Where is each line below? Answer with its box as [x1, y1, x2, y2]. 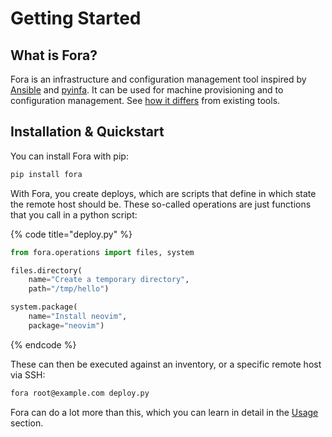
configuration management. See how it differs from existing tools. [10, 95, 281, 106]
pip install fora [10, 169, 83, 179]
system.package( [10, 302, 78, 312]
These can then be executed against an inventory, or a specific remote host [10, 358, 322, 370]
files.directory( [10, 265, 83, 276]
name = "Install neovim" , [28, 312, 128, 322]
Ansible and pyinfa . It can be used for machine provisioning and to [10, 84, 284, 96]
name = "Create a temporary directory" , [28, 275, 190, 285]
